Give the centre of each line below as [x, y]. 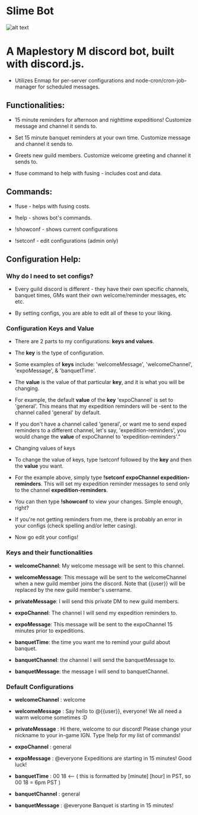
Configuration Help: [44, 259]
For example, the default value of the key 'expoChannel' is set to [94, 400]
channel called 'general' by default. [58, 413]
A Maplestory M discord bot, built [90, 51]
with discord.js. [45, 64]
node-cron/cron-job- [161, 80]
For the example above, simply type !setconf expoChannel [87, 478]
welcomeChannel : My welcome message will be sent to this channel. [100, 566]
